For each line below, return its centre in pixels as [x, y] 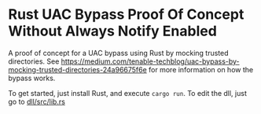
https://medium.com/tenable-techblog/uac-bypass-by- [150, 61]
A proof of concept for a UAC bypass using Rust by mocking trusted [119, 53]
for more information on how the [201, 69]
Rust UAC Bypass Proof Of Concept [126, 15]
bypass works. [32, 78]
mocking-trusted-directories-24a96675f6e [77, 69]
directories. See [34, 61]
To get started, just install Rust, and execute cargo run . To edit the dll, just [128, 93]
